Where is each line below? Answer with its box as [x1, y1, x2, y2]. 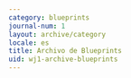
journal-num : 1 [8, 22, 66, 30]
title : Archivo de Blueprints [8, 47, 123, 56]
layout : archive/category [8, 30, 106, 39]
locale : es [8, 38, 50, 48]
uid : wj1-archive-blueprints [8, 55, 118, 64]
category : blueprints [8, 13, 90, 22]
